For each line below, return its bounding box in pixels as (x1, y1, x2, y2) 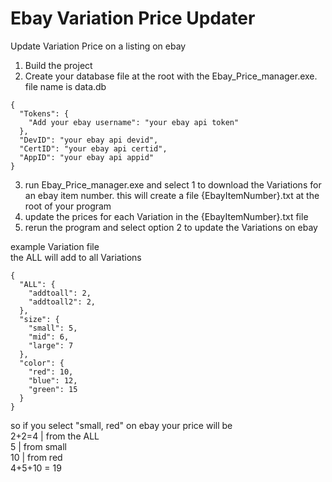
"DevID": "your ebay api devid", (19, 135, 159, 145)
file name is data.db (24, 80, 107, 92)
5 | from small (10, 440, 67, 452)
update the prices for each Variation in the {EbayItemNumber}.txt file (24, 210, 309, 222)
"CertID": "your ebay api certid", (19, 143, 168, 154)
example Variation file (10, 240, 100, 252)
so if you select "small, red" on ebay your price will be (10, 419, 233, 431)
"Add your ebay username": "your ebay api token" (28, 117, 240, 127)
